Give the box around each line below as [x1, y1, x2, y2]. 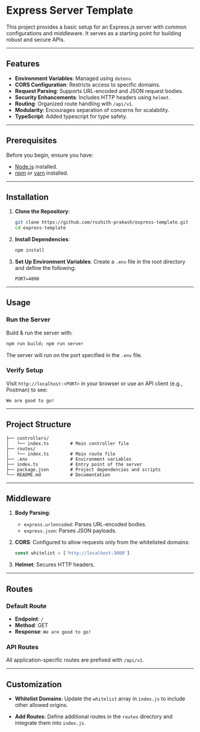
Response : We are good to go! [14, 628, 92, 635]
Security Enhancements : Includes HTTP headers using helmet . [14, 94, 171, 101]
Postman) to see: [6, 386, 48, 393]
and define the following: [14, 265, 76, 271]
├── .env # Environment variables [6, 456, 132, 462]
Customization [6, 679, 62, 689]
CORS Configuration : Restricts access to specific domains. [14, 81, 161, 88]
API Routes [6, 643, 39, 651]
